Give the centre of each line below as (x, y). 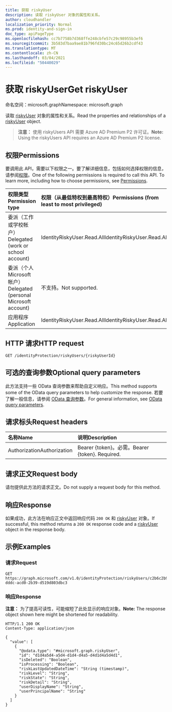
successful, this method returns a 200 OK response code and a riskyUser (82, 524)
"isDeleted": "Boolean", (45, 660)
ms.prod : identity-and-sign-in (39, 29)
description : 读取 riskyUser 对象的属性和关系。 (54, 15)
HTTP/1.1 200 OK (23, 624)
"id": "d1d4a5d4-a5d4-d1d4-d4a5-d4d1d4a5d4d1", (71, 656)
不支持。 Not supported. (69, 288)
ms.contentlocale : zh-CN (32, 53)
